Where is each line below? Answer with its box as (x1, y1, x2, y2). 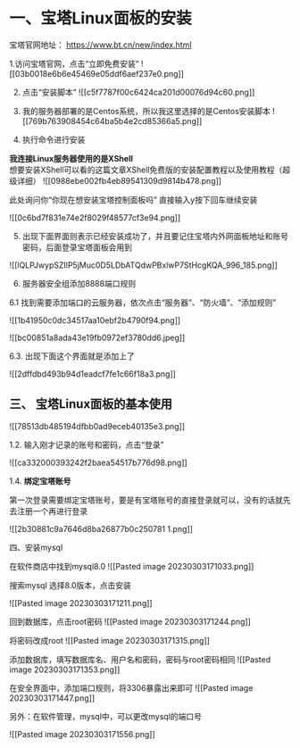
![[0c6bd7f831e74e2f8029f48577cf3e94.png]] (9, 212, 181, 223)
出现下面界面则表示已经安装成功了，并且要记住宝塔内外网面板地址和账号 (21, 230, 288, 241)
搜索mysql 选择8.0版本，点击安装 (9, 579, 132, 590)
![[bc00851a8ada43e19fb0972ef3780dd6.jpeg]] (9, 332, 186, 343)
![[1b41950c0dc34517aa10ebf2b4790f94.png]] (9, 314, 181, 326)
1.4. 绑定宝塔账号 (9, 475, 71, 486)
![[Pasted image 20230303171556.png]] (9, 728, 156, 739)
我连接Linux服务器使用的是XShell (9, 153, 134, 163)
